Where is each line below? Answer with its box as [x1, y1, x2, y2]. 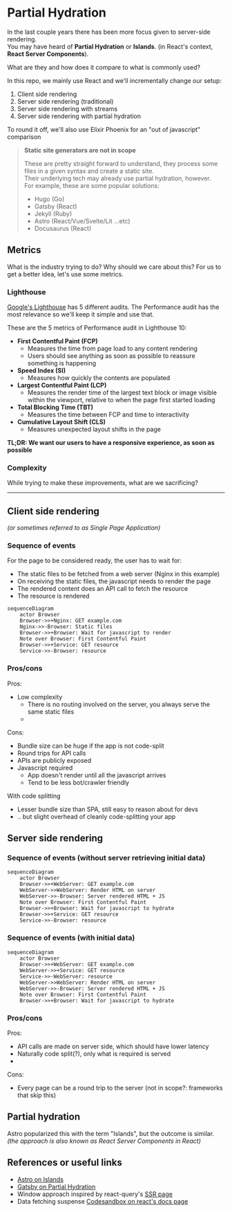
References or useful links [7, 1157, 122, 1168]
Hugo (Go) [34, 195, 65, 203]
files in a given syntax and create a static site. [23, 167, 154, 175]
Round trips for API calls [17, 748, 86, 757]
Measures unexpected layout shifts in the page [27, 425, 161, 433]
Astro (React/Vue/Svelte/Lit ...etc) [34, 216, 130, 225]
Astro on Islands [17, 1175, 64, 1183]
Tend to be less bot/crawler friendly [27, 778, 130, 786]
